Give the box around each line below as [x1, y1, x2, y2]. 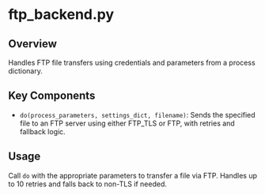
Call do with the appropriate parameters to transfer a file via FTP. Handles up [8, 171, 258, 180]
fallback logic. [19, 126, 66, 136]
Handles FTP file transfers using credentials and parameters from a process [8, 58, 256, 67]
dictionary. [8, 66, 44, 76]
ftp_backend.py [8, 6, 115, 24]
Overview [8, 37, 58, 51]
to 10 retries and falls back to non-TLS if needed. [8, 179, 168, 189]
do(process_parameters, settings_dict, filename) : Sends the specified [19, 110, 256, 119]
